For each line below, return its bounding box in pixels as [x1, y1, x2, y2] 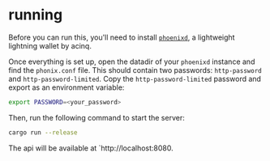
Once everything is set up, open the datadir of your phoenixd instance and [8, 57, 255, 66]
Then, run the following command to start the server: [8, 112, 185, 122]
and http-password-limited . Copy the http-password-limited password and [8, 74, 262, 83]
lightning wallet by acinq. [8, 40, 92, 50]
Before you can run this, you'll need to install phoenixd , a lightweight [8, 32, 235, 42]
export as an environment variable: [8, 83, 125, 92]
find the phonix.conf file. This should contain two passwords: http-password [8, 65, 262, 74]
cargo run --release [8, 128, 79, 137]
